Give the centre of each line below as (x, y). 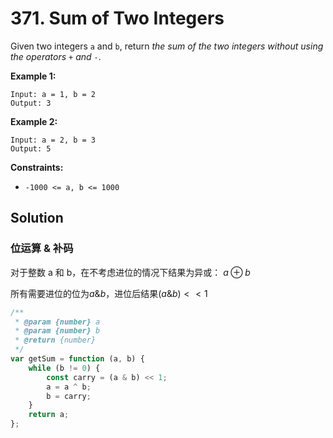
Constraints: (37, 167)
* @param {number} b (57, 331)
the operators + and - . (56, 56)
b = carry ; (69, 396)
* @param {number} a (57, 322)
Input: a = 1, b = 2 (53, 94)
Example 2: (34, 121)
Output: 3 (31, 103)
